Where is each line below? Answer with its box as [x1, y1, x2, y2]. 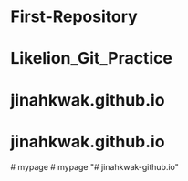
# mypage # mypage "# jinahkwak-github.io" [10, 161, 179, 172]
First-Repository [10, 6, 138, 27]
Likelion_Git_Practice [10, 48, 172, 69]
